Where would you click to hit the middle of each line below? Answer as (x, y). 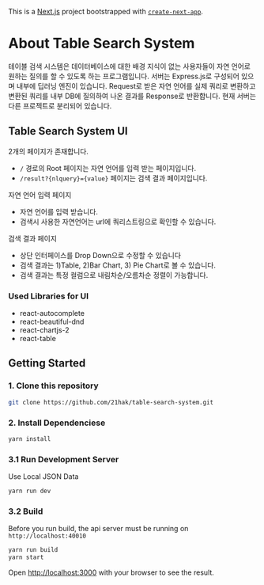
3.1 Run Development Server (64, 459)
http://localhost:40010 (47, 536)
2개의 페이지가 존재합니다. (49, 151)
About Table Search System (102, 44)
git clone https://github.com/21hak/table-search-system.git (111, 402)
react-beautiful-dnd (52, 322)
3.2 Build (26, 511)
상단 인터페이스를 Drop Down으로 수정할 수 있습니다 (100, 255)
